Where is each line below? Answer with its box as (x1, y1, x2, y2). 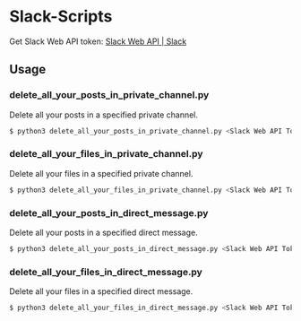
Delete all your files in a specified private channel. (9, 168, 193, 178)
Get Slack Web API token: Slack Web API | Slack (9, 36, 187, 47)
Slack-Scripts (9, 6, 113, 27)
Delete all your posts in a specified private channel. (9, 109, 199, 120)
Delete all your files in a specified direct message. (9, 286, 193, 297)
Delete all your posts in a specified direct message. (9, 227, 199, 238)
